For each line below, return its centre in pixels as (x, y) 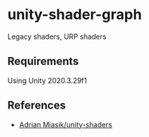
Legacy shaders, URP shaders (57, 36)
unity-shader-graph (75, 15)
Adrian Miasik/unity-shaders (65, 124)
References (37, 106)
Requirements (43, 61)
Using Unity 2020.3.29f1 (47, 80)
